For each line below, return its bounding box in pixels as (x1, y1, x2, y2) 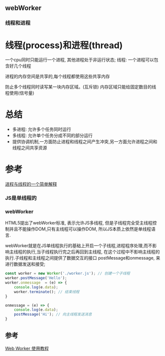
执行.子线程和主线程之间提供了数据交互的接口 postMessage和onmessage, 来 (5, 255, 161, 261)
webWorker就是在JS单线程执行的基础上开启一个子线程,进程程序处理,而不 (5, 243, 153, 249)
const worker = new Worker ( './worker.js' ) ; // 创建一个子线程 (5, 271, 131, 276)
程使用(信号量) (5, 90, 34, 96)
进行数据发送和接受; (5, 261, 46, 267)
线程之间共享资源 (12, 145, 47, 151)
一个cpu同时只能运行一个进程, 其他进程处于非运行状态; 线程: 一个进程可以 (5, 57, 154, 63)
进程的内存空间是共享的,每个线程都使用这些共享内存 (5, 73, 110, 79)
